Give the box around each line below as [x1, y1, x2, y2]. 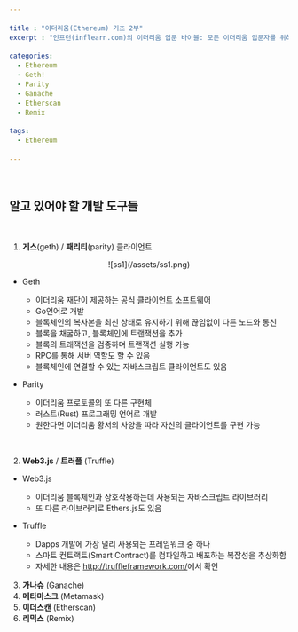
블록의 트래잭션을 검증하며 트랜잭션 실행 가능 [35, 338, 190, 350]
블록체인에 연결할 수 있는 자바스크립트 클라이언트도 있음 [35, 360, 228, 372]
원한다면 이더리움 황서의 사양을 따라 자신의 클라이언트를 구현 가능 [35, 419, 261, 430]
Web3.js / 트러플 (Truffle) [21, 455, 114, 466]
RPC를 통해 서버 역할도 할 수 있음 [35, 350, 151, 360]
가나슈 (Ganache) [21, 580, 85, 590]
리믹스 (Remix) [21, 612, 74, 623]
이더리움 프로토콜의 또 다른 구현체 [35, 397, 153, 407]
